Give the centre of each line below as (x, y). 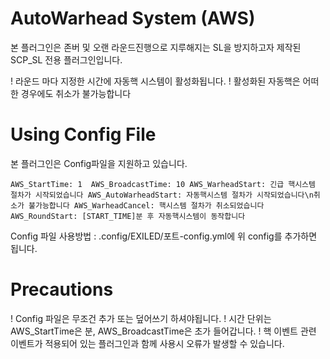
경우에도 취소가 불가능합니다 (76, 93)
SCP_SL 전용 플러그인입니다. (66, 59)
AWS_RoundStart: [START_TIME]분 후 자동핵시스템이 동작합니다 (128, 216)
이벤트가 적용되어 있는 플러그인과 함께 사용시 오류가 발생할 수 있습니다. (147, 343)
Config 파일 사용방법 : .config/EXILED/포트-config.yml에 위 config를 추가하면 (164, 236)
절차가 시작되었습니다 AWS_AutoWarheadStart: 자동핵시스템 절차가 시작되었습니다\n (162, 195)
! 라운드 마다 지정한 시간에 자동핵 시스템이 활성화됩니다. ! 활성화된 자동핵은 (155, 81)
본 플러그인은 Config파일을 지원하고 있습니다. (99, 163)
